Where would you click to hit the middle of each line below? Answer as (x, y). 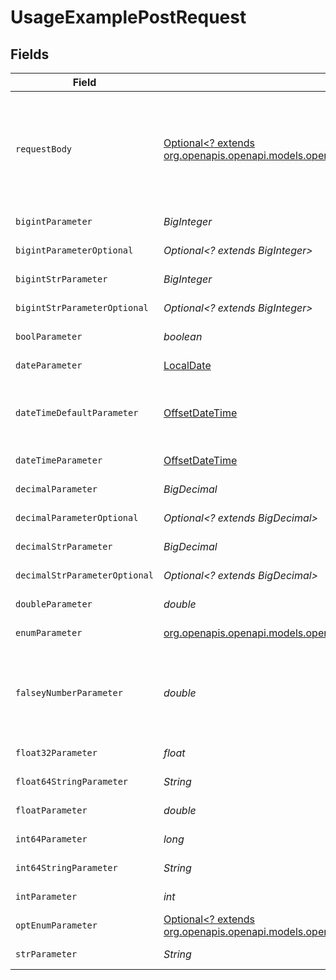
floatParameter (51, 810)
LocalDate (187, 365)
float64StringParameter (72, 781)
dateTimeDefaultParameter (77, 412)
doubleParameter (54, 604)
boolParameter (49, 336)
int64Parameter (51, 839)
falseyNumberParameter (69, 692)
